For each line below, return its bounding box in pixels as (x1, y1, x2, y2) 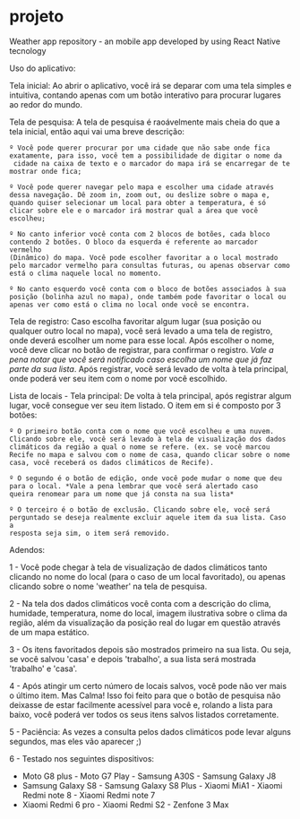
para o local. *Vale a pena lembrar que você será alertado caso (9, 481, 258, 490)
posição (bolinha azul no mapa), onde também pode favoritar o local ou (9, 292, 287, 301)
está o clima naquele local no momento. (9, 269, 163, 278)
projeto (9, 6, 64, 27)
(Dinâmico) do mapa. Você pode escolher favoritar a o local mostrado (9, 253, 279, 262)
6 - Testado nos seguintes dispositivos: (9, 753, 155, 763)
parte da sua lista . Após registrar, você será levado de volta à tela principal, (9, 363, 289, 374)
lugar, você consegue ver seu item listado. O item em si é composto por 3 (9, 400, 281, 410)
